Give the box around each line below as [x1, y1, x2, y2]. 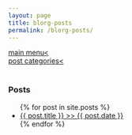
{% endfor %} [19, 119, 66, 129]
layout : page [8, 11, 51, 20]
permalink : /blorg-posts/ [8, 26, 93, 34]
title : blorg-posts [8, 19, 73, 27]
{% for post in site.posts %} [19, 102, 111, 111]
